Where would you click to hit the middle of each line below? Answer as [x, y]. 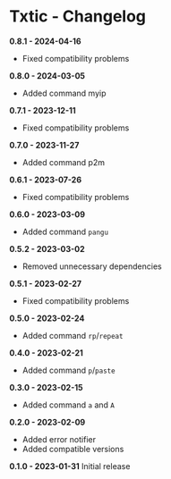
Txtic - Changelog [77, 17]
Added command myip [64, 93]
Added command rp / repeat [73, 335]
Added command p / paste [68, 370]
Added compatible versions [73, 449]
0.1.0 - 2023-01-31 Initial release [70, 466]
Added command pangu [65, 231]
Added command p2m [64, 162]
